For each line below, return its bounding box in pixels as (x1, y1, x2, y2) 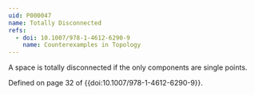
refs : (8, 26, 26, 34)
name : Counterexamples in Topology (22, 41, 141, 49)
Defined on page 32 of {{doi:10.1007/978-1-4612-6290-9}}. (8, 78, 204, 88)
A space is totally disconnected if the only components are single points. (8, 63, 248, 72)
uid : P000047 (8, 11, 52, 20)
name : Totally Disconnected (8, 19, 102, 27)
